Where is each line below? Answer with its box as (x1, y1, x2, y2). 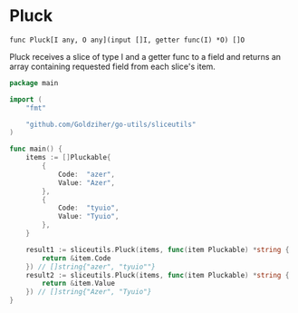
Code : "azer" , (57, 170, 116, 179)
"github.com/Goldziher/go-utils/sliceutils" (25, 120, 197, 129)
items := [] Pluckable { (25, 153, 111, 162)
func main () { (9, 144, 63, 154)
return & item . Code (42, 253, 111, 263)
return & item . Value (42, 279, 116, 289)
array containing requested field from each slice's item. (9, 61, 216, 72)
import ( (9, 94, 43, 104)
